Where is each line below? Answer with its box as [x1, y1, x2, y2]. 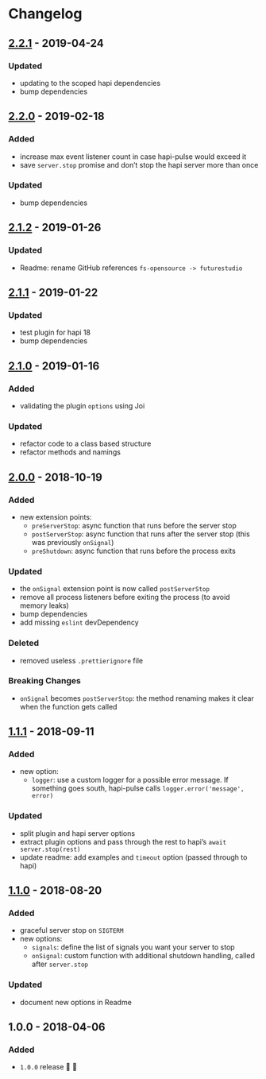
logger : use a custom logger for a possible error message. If [31, 775, 229, 785]
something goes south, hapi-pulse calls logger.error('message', [31, 783, 245, 793]
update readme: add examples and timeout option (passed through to [19, 852, 248, 862]
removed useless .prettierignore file [19, 656, 144, 665]
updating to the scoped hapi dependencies [19, 78, 161, 87]
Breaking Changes [8, 675, 82, 686]
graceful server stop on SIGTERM [19, 926, 124, 935]
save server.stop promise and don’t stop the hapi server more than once [19, 160, 259, 169]
